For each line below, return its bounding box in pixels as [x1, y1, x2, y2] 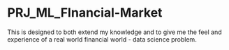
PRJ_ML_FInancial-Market [7, 5, 163, 21]
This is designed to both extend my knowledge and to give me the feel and [7, 28, 222, 36]
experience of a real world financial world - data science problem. [7, 35, 197, 43]
